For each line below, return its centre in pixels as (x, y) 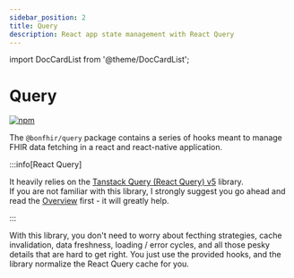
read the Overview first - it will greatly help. (89, 201)
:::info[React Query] (46, 164)
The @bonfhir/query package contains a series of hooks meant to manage (146, 138)
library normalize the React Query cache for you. (99, 264)
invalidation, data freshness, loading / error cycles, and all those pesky (140, 245)
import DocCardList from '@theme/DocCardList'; (99, 60)
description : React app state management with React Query (122, 34)
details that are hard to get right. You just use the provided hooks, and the (145, 255)
